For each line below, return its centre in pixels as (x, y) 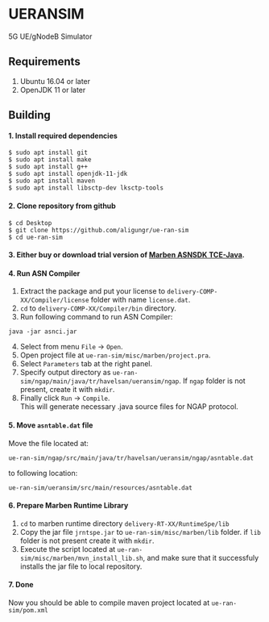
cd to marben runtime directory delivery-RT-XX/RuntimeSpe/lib (124, 523)
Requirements (44, 62)
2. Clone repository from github (62, 206)
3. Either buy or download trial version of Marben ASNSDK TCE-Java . (127, 255)
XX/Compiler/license (54, 301)
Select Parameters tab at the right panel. (86, 364)
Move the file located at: (48, 443)
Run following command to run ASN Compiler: (96, 317)
